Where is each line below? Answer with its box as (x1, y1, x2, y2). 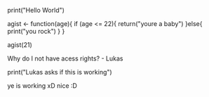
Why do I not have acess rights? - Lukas (7, 54, 123, 63)
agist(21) (7, 41, 33, 48)
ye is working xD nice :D (7, 82, 77, 90)
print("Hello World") (7, 6, 65, 14)
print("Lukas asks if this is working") (7, 68, 112, 76)
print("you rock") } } (7, 27, 65, 35)
